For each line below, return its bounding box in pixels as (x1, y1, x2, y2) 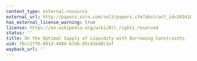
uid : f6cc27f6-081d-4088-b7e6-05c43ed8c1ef (6, 41, 114, 47)
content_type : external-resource (6, 8, 88, 15)
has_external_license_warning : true (6, 19, 96, 25)
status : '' (6, 30, 33, 36)
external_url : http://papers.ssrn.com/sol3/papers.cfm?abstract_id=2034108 (6, 14, 195, 20)
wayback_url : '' (6, 46, 46, 52)
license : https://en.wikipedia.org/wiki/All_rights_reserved (6, 24, 159, 31)
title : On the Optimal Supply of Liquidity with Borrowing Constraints (6, 35, 185, 41)
